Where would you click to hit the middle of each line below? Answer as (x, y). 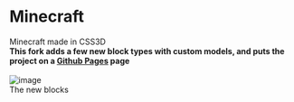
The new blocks (39, 89)
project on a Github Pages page (70, 60)
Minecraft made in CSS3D (58, 42)
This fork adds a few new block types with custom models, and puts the (147, 51)
